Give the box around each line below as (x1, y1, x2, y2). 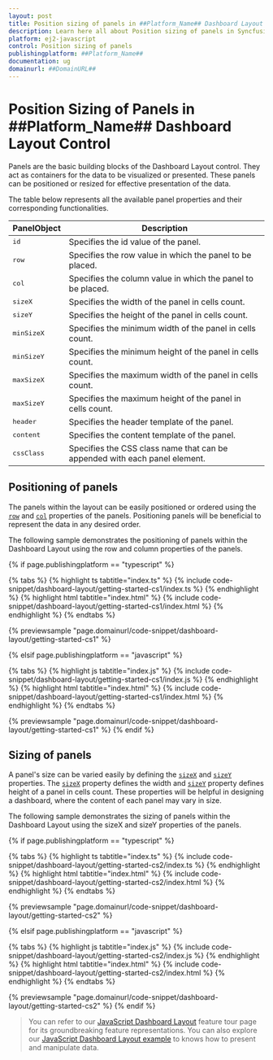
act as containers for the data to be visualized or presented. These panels (8, 170, 256, 180)
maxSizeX (12, 376, 45, 385)
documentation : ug (8, 58, 71, 66)
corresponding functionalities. (8, 203, 110, 212)
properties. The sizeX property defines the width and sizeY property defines (8, 779, 264, 788)
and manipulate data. (28, 1043, 99, 1053)
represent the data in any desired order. (8, 519, 141, 529)
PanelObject (12, 222, 61, 233)
